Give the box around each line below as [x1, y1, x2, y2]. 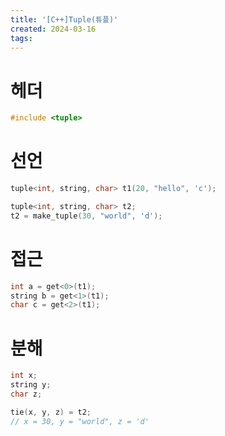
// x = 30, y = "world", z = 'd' [10, 416, 150, 426]
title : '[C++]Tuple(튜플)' [10, 14, 119, 25]
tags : [10, 33, 33, 43]
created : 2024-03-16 [10, 24, 97, 34]
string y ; [10, 380, 52, 390]
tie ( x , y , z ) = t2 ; [10, 407, 92, 417]
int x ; [10, 371, 38, 381]
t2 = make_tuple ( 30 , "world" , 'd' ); [10, 211, 163, 221]
